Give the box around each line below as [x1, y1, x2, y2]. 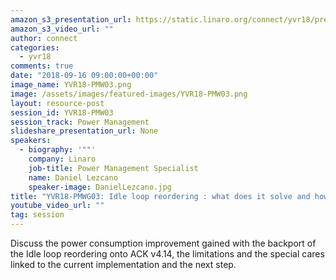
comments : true [10, 61, 74, 71]
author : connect [10, 33, 78, 43]
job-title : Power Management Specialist [28, 163, 199, 173]
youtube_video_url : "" [10, 201, 105, 211]
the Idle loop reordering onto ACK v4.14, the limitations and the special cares [10, 248, 325, 260]
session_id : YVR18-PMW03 [10, 107, 114, 118]
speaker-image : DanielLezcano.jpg [28, 182, 172, 192]
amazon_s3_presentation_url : [10, 14, 132, 25]
